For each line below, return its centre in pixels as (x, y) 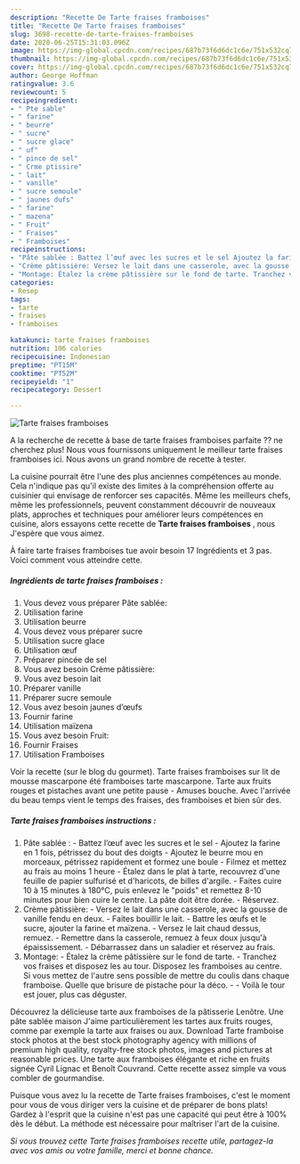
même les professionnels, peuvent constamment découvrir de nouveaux (143, 505)
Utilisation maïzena (58, 726)
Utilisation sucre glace (64, 641)
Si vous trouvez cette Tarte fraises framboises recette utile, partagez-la (142, 1141)
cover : (22, 68)
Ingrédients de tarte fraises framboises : (87, 580)
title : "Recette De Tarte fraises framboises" (98, 26)
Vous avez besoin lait (62, 679)
